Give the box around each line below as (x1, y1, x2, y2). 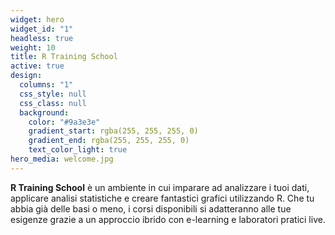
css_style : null (19, 89, 87, 99)
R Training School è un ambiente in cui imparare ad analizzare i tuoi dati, (10, 181, 310, 193)
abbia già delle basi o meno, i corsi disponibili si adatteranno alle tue (10, 202, 292, 215)
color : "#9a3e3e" (28, 117, 101, 127)
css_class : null (19, 98, 87, 108)
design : (10, 71, 43, 81)
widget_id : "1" (10, 24, 74, 34)
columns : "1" (19, 80, 74, 90)
